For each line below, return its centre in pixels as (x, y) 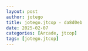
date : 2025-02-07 (27, 28)
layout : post (22, 11)
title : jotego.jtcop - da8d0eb (44, 22)
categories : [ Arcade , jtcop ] (42, 33)
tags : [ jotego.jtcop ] (33, 39)
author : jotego (25, 17)
